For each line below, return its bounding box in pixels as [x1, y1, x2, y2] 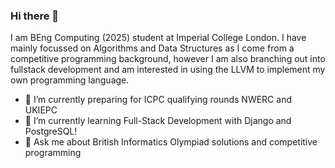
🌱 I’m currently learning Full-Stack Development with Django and [24, 115, 292, 127]
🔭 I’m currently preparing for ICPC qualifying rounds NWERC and [24, 94, 292, 106]
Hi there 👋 [10, 9, 60, 23]
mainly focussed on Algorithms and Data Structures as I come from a [10, 42, 295, 54]
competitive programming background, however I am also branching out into [10, 53, 326, 65]
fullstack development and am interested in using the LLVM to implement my [10, 64, 326, 76]
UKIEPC [24, 104, 58, 116]
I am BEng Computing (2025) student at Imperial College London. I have [10, 32, 307, 44]
